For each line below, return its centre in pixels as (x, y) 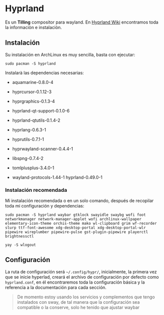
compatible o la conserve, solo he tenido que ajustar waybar (78, 307)
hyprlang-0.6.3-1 (29, 130)
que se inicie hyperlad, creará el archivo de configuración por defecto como (82, 277)
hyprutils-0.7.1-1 (28, 139)
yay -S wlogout (21, 245)
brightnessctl (20, 236)
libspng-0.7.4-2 (28, 158)
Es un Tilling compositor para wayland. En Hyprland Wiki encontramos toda (82, 22)
